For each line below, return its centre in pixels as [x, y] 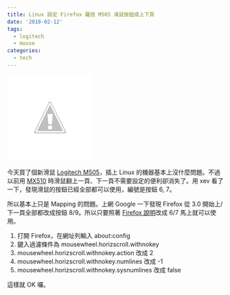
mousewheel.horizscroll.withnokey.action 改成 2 [85, 252]
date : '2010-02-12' [35, 22]
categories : [24, 51]
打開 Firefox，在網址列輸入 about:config [73, 235]
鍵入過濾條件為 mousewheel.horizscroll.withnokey [88, 244]
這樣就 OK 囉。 [28, 284]
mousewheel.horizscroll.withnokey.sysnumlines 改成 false [99, 270]
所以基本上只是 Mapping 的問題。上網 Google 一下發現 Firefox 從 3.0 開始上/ [115, 204]
